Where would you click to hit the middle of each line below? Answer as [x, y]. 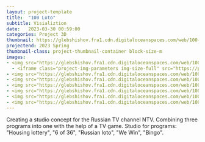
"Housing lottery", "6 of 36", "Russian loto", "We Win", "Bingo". [85, 132]
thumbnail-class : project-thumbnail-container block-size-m [85, 52]
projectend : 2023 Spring [38, 46]
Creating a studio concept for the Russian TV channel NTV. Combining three [102, 120]
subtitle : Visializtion [37, 23]
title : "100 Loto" [31, 18]
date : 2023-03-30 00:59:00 [43, 29]
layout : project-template [39, 12]
